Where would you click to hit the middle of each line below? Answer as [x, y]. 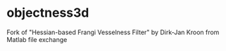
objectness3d [48, 13]
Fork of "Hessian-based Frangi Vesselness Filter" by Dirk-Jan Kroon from [113, 32]
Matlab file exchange [37, 39]
